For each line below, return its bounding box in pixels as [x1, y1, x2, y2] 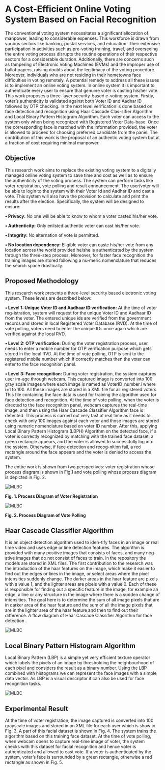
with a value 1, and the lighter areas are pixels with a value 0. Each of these [5, 581, 157, 587]
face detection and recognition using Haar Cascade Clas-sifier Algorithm [5, 108, 153, 114]
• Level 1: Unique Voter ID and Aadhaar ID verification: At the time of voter [5, 305, 157, 311]
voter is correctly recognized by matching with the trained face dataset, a [5, 433, 154, 439]
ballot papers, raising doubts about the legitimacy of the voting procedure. [5, 66, 156, 72]
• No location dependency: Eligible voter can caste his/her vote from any [5, 242, 154, 248]
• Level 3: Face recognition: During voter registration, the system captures [5, 371, 157, 376]
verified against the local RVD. [5, 331, 66, 337]
